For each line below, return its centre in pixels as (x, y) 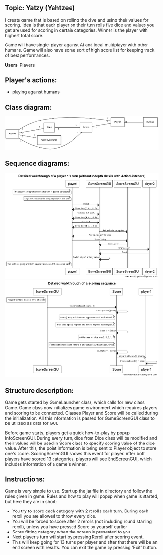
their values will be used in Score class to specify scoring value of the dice (80, 443)
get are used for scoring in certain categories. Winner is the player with (76, 30)
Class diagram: (28, 107)
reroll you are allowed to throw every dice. (54, 516)
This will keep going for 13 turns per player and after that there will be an (85, 542)
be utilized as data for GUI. (32, 423)
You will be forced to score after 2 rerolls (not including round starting (82, 521)
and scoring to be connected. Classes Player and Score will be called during (81, 413)
